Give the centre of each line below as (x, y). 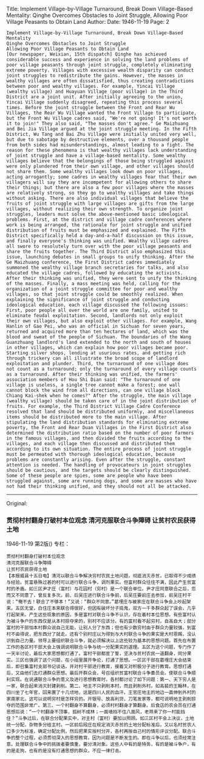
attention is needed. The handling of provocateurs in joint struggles (99, 465)
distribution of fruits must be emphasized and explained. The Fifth (96, 230)
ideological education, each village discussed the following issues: (97, 305)
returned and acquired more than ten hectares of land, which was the (97, 332)
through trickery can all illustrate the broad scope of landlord (92, 358)
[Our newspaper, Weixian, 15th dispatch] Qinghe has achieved (87, 54)
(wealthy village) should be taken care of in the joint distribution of (102, 401)
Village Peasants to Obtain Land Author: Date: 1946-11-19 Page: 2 (88, 22)
